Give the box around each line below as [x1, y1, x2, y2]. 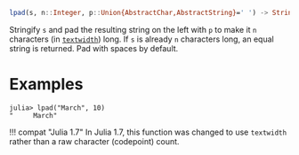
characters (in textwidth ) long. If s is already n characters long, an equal [9, 34, 274, 44]
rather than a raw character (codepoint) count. [9, 136, 180, 146]
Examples [9, 74, 84, 95]
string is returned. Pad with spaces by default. [9, 43, 179, 53]
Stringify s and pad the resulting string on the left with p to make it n [9, 24, 257, 35]
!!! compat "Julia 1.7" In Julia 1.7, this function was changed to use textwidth [9, 127, 287, 137]
